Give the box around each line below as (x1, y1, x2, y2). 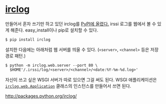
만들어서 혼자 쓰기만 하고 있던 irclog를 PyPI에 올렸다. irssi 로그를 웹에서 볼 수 (5, 21, 156, 27)
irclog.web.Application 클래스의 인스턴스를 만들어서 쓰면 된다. (5, 83, 132, 89)
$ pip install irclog (5, 37, 51, 42)
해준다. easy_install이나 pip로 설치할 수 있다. (10, 27, 99, 33)
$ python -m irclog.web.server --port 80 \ (5, 63, 98, 68)
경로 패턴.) (5, 53, 26, 59)
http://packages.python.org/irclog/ (5, 93, 77, 99)
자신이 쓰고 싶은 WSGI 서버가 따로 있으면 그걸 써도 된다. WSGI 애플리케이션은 (5, 76, 157, 82)
